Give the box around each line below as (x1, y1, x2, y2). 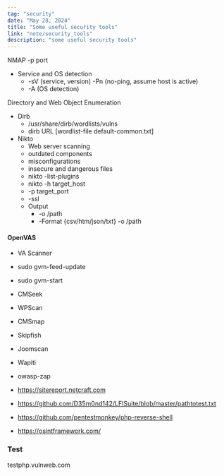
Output (27, 202, 49, 210)
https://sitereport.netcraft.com (17, 386, 106, 394)
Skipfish (17, 331, 42, 340)
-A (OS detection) (27, 85, 80, 93)
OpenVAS (7, 233, 37, 242)
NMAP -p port (7, 56, 48, 64)
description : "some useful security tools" (7, 37, 137, 44)
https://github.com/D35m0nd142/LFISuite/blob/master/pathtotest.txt (17, 400, 217, 408)
